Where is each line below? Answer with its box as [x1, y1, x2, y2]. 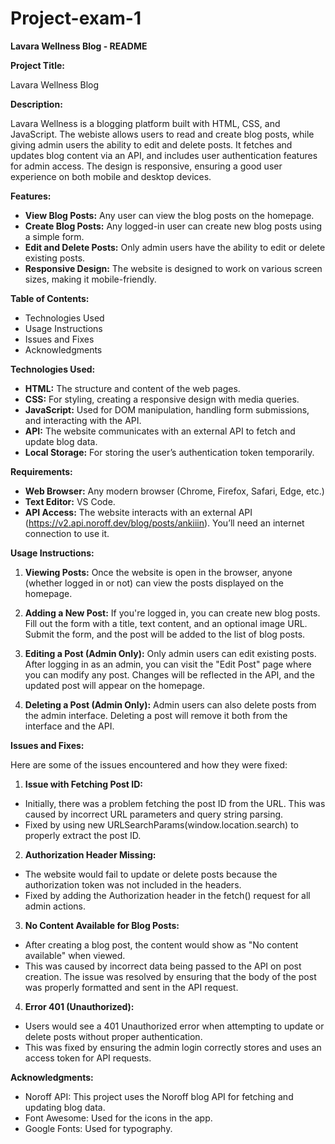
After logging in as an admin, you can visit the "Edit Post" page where [24, 658, 312, 670]
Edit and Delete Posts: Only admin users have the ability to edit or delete [24, 241, 326, 253]
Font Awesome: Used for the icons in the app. [24, 1112, 213, 1124]
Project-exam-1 [10, 7, 142, 30]
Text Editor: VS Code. [24, 495, 116, 507]
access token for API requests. [24, 1052, 152, 1064]
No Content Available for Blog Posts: [24, 919, 180, 931]
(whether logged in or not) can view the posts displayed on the [24, 577, 284, 589]
